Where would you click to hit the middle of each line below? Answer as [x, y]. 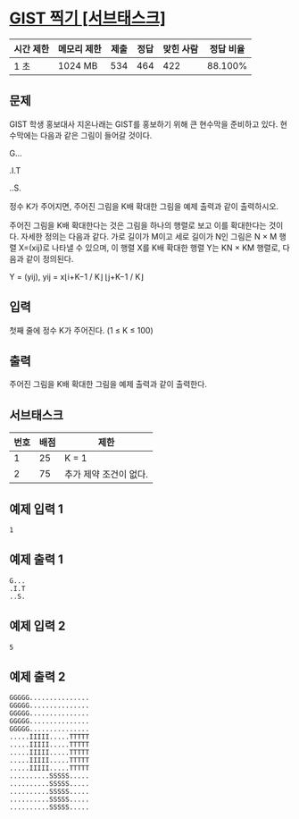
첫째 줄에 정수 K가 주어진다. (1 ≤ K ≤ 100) [81, 330]
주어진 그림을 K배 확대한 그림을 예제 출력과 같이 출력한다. [108, 384]
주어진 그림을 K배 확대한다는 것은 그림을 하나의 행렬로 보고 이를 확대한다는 [138, 225]
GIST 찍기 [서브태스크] [88, 18]
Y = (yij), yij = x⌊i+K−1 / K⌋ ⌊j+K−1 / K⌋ [77, 276]
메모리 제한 [80, 48]
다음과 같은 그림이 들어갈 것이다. [96, 135]
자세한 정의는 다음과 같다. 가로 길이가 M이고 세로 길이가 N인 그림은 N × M [149, 236]
